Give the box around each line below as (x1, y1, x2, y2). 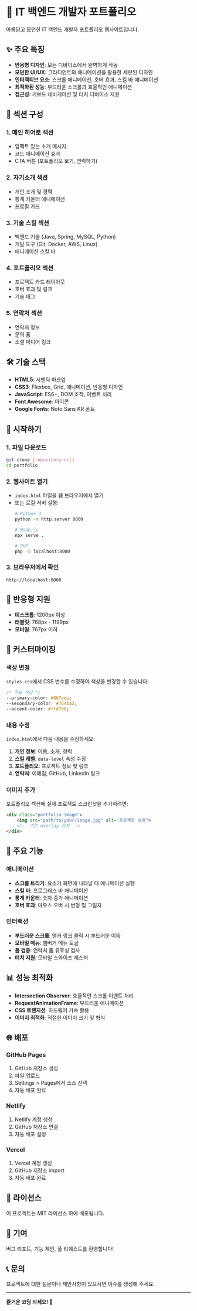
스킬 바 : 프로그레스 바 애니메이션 (14, 887, 89, 894)
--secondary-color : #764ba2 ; (6, 700, 77, 706)
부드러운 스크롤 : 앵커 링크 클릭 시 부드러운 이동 (14, 932, 121, 939)
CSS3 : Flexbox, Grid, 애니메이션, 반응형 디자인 (14, 383, 123, 390)
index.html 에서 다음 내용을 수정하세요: (6, 735, 95, 743)
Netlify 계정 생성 (14, 1116, 53, 1123)
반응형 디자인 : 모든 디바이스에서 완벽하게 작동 (14, 61, 118, 68)
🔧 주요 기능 (6, 846, 44, 856)
